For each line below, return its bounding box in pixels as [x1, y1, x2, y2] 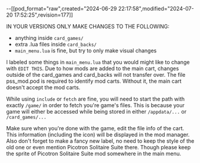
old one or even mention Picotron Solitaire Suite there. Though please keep [6, 144, 191, 151]
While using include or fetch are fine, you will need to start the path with [6, 95, 185, 102]
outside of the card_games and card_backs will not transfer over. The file [6, 71, 186, 78]
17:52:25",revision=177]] [14, 11, 73, 18]
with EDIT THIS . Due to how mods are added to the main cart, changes [6, 65, 179, 72]
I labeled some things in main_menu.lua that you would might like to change [6, 59, 190, 65]
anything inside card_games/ [14, 35, 84, 41]
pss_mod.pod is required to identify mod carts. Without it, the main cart [6, 77, 182, 84]
